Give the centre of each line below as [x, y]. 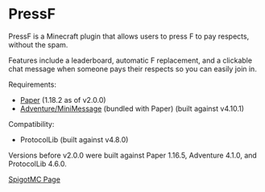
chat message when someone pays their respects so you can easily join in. [133, 68]
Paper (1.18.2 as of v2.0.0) [63, 100]
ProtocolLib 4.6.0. [37, 163]
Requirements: [32, 84]
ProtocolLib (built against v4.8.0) [74, 139]
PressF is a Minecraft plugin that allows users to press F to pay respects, [129, 36]
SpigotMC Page [34, 179]
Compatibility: [31, 124]
